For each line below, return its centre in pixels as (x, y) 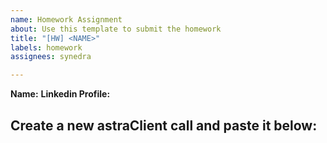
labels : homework (46, 47)
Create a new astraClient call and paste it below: (164, 125)
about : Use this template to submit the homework (116, 29)
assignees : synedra (51, 57)
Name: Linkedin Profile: (60, 94)
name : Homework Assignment (66, 19)
